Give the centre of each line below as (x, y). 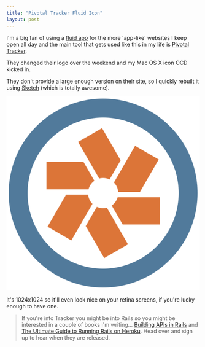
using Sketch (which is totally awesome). (58, 88)
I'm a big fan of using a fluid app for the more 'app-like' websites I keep (97, 37)
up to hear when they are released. (66, 337)
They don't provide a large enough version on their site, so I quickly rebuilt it (103, 81)
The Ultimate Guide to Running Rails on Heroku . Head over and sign (107, 331)
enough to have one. (33, 306)
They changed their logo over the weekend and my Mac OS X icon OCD (97, 63)
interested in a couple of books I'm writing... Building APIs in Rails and (110, 324)
